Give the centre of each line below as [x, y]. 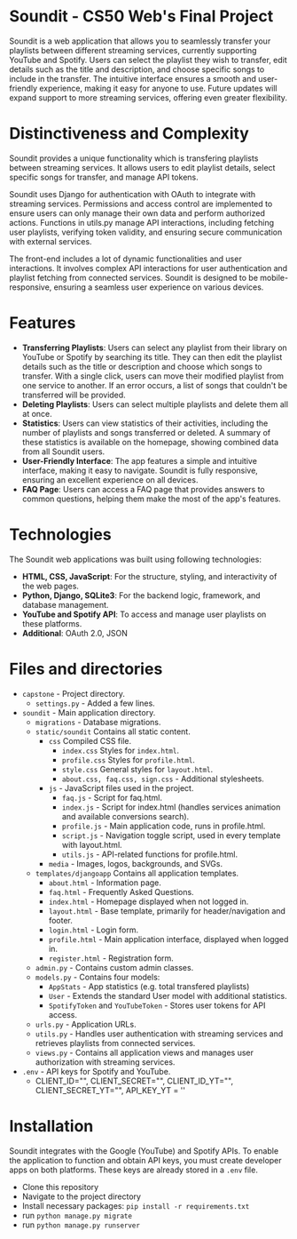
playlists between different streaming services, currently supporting [133, 50]
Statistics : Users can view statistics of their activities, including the [145, 423]
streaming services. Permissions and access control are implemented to [141, 204]
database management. [65, 604]
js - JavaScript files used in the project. [121, 787]
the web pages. [51, 586]
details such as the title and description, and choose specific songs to [137, 69]
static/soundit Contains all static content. [113, 731]
